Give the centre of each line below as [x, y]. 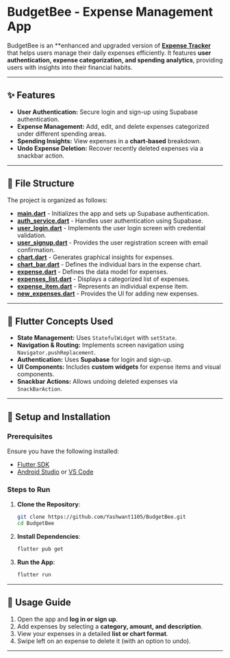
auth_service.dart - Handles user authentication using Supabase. [110, 221]
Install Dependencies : [49, 537]
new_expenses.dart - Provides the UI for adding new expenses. [108, 293]
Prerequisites [30, 436]
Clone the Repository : [49, 504]
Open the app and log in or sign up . [67, 619]
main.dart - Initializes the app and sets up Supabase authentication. [113, 213]
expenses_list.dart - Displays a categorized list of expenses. [103, 279]
